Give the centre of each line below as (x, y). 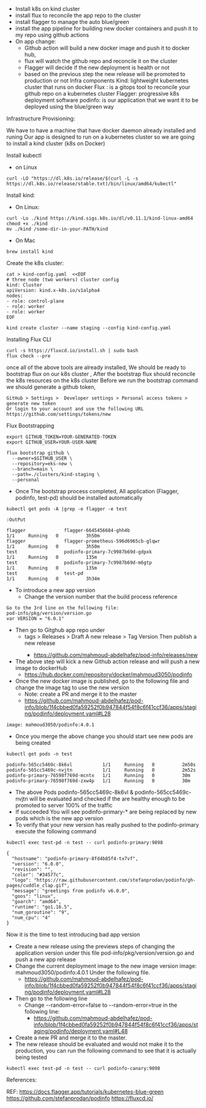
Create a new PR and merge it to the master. (71, 1037)
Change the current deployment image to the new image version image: (106, 966)
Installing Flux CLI (29, 339)
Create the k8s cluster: (35, 263)
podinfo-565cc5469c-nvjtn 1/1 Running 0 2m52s (101, 770)
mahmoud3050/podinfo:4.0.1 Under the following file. (82, 972)
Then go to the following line (51, 998)
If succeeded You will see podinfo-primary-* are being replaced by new (106, 812)
